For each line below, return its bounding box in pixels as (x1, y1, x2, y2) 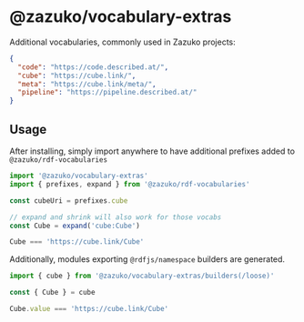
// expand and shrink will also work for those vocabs (9, 212, 222, 222)
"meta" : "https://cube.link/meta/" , (17, 79, 157, 88)
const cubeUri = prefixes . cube (9, 196, 128, 206)
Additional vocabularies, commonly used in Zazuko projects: (9, 36, 237, 47)
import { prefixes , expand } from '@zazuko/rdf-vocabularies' (9, 179, 250, 188)
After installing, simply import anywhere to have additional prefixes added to (9, 146, 296, 156)
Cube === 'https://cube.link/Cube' (9, 237, 145, 247)
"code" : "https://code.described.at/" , (17, 62, 169, 72)
